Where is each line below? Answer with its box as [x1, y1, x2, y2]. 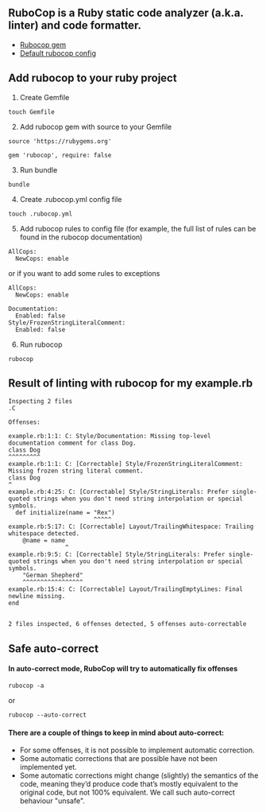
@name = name [22, 537, 66, 545]
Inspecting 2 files [8, 398, 73, 406]
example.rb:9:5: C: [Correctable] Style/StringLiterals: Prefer [8, 550, 226, 559]
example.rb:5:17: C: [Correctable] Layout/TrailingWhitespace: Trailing [8, 523, 254, 531]
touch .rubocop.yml [8, 210, 73, 218]
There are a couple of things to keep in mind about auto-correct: [8, 728, 225, 737]
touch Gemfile [8, 107, 56, 116]
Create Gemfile [19, 92, 70, 102]
